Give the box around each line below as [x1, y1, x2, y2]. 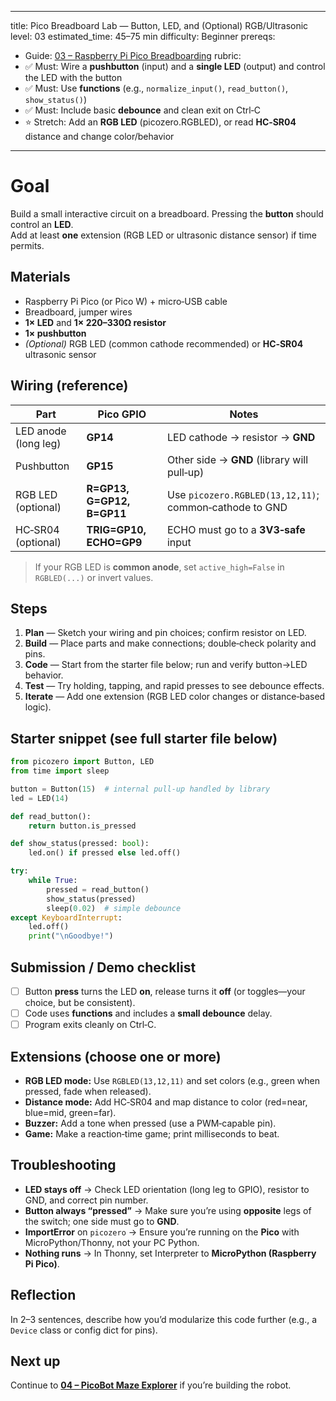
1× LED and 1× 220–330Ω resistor [24, 316, 167, 328]
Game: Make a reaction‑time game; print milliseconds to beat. [24, 1128, 280, 1140]
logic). [24, 701, 52, 713]
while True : [28, 876, 78, 886]
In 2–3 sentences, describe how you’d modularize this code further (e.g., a [10, 1313, 318, 1325]
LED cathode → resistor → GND [166, 430, 316, 444]
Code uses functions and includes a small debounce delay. [24, 1007, 273, 1020]
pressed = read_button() [46, 884, 150, 895]
